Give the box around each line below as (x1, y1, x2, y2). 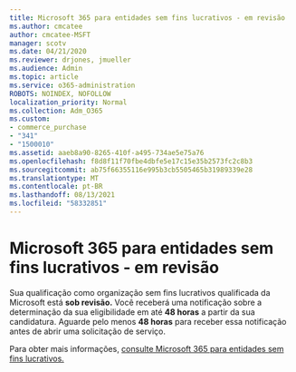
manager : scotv (9, 38, 67, 48)
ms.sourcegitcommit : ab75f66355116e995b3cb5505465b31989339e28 (9, 165, 253, 174)
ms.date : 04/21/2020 (9, 47, 88, 56)
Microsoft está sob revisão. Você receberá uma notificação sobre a (9, 297, 263, 308)
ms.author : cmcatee (9, 22, 83, 31)
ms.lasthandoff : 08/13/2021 (9, 191, 116, 200)
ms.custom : (9, 114, 51, 123)
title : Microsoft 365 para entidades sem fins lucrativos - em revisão (9, 13, 285, 23)
